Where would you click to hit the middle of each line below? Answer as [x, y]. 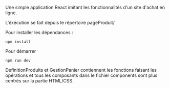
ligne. [11, 13]
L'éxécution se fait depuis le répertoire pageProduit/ [60, 23]
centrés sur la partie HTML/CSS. [40, 81]
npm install [18, 42]
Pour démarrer [21, 51]
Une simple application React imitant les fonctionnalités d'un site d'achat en [85, 7]
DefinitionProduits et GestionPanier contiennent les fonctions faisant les [81, 70]
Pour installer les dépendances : [39, 32]
